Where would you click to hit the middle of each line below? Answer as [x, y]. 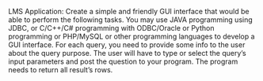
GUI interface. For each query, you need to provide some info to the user [127, 45]
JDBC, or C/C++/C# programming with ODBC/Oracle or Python [111, 28]
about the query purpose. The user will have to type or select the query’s [128, 53]
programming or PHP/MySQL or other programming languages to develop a [131, 36]
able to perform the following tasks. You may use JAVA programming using [131, 20]
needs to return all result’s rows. [61, 70]
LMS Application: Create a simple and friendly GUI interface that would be [129, 11]
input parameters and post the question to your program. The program [123, 61]
